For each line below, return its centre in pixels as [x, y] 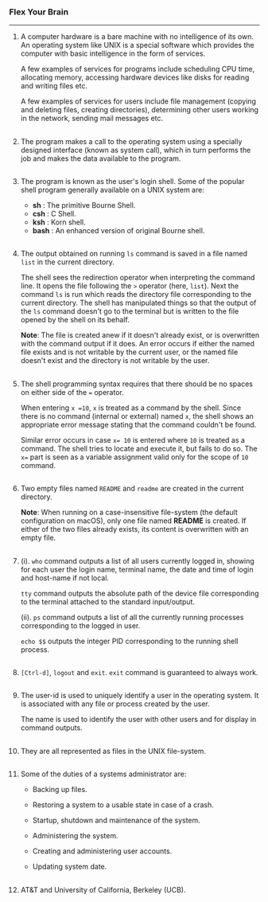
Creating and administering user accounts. [102, 851]
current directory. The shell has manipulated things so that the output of [138, 303]
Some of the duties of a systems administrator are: [103, 774]
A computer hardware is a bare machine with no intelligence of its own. [137, 37]
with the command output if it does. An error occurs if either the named [138, 344]
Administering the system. [75, 836]
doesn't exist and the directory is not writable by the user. [115, 361]
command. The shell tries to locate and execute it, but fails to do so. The [139, 448]
